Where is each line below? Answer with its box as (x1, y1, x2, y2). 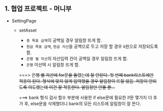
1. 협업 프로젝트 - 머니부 (4, 4, 72, 13)
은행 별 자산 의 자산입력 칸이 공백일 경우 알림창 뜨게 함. (26, 55, 128, 61)
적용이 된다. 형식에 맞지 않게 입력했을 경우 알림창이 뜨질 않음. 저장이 (19, 78, 148, 84)
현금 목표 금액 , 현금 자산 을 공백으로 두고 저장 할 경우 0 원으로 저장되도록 (26, 43, 158, 49)
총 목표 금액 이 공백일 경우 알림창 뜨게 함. (26, 37, 102, 43)
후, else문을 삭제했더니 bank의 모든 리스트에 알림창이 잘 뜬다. (24, 100, 141, 106)
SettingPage (11, 18, 37, 23)
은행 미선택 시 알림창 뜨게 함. (26, 61, 80, 67)
